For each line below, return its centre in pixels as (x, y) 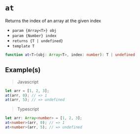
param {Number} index (34, 36)
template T (23, 46)
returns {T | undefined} (38, 41)
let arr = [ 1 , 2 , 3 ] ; (27, 91)
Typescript (28, 109)
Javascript (28, 82)
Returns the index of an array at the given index (53, 21)
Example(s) (23, 70)
